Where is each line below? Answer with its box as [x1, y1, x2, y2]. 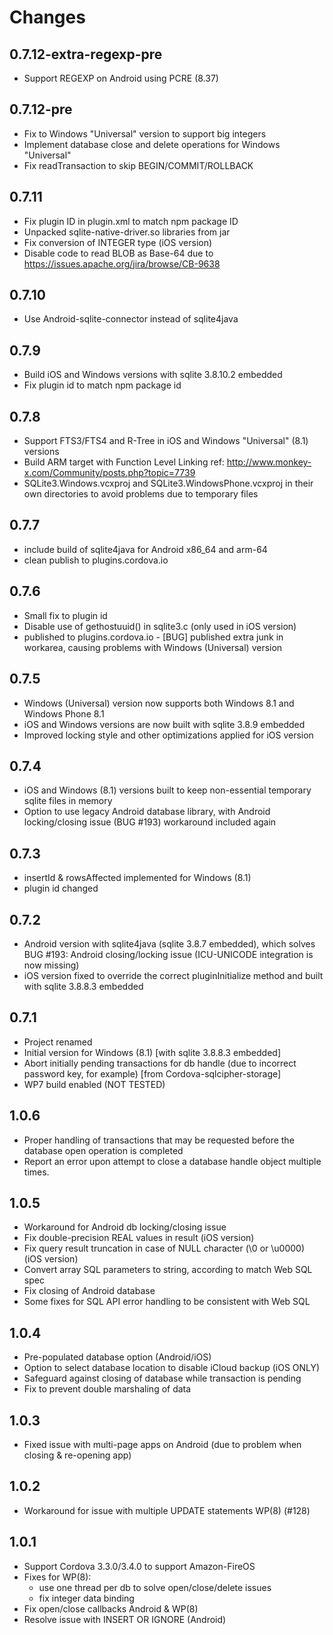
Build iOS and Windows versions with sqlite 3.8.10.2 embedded [23, 369, 283, 381]
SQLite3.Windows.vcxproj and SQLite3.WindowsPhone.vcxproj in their [23, 477, 314, 490]
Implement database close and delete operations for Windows [23, 138, 281, 150]
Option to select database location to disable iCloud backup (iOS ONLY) [23, 1362, 321, 1374]
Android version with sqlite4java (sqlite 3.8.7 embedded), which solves [23, 937, 316, 950]
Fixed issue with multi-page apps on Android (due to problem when [23, 1439, 302, 1450]
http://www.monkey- [226, 456, 312, 468]
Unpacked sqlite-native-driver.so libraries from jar [23, 226, 231, 238]
